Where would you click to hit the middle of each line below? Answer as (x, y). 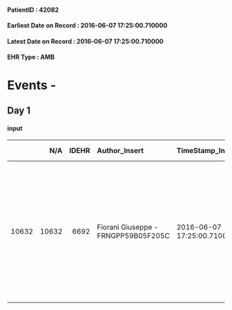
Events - (32, 85)
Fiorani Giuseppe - (127, 227)
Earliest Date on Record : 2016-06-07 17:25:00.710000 (87, 26)
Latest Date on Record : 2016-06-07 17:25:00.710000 (85, 41)
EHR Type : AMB (31, 57)
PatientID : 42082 (33, 10)
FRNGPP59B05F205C (133, 236)
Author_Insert (120, 151)
